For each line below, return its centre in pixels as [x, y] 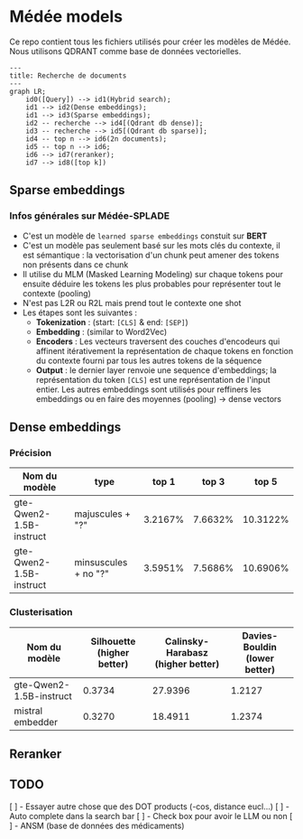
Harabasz [187, 652]
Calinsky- [188, 641]
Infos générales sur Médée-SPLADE [90, 216]
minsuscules [101, 563]
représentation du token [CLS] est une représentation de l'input [153, 379]
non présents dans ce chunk [75, 265]
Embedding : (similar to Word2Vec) [101, 331]
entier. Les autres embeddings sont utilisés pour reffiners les [148, 389]
